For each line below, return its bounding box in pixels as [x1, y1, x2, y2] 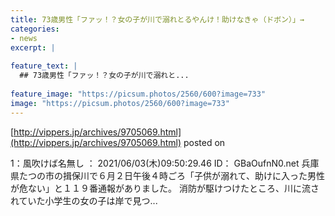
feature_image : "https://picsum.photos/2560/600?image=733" [10, 89, 267, 99]
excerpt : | [10, 42, 56, 53]
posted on [183, 136, 226, 148]
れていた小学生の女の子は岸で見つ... [10, 194, 158, 206]
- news [10, 33, 38, 43]
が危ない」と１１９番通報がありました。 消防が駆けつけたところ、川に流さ [10, 182, 320, 194]
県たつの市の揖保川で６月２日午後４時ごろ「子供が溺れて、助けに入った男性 [10, 169, 325, 181]
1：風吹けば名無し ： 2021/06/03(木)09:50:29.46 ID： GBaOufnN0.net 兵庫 [10, 157, 320, 169]
